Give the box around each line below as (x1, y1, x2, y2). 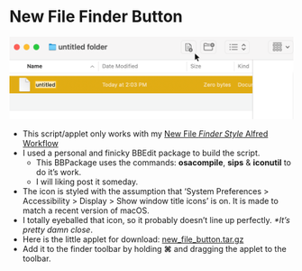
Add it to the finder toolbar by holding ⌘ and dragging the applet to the (22, 244, 287, 255)
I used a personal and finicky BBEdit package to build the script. (22, 147, 261, 159)
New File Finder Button (9, 6, 183, 27)
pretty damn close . (22, 224, 93, 236)
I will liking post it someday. (35, 176, 139, 187)
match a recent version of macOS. (22, 205, 151, 216)
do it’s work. (35, 167, 82, 178)
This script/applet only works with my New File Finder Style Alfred (22, 128, 269, 139)
